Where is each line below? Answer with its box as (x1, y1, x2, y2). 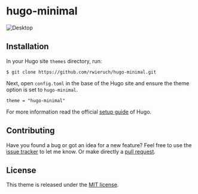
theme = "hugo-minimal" (6, 97, 66, 103)
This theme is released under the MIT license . (6, 181, 119, 189)
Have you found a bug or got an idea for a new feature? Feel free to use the (6, 141, 192, 148)
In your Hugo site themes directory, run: (6, 57, 102, 64)
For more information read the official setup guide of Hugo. (6, 108, 152, 115)
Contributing (6, 126, 55, 136)
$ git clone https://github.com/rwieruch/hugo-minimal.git (6, 69, 157, 75)
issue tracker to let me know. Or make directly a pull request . (6, 148, 156, 155)
